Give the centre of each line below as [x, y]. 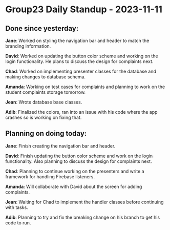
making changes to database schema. [46, 77]
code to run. [18, 223]
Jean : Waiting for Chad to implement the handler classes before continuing [84, 202]
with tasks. [17, 207]
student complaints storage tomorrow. [46, 92]
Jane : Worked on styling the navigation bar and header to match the [77, 40]
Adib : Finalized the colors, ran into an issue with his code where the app [81, 112]
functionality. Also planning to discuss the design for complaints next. [79, 161]
